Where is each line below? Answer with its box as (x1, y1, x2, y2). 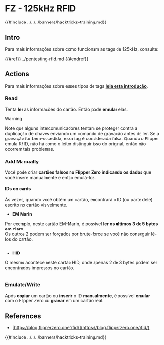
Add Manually (5, 158, 39, 165)
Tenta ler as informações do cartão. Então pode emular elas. (5, 106, 128, 112)
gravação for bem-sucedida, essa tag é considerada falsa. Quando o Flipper (5, 136, 159, 141)
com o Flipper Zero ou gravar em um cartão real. (5, 298, 104, 303)
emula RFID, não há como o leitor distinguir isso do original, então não (5, 140, 146, 147)
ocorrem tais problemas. (5, 146, 55, 152)
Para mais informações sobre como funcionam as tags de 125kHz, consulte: (5, 46, 159, 52)
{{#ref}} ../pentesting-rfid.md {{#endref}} (5, 56, 89, 62)
